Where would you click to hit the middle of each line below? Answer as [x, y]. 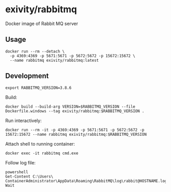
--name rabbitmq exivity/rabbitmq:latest [54, 60]
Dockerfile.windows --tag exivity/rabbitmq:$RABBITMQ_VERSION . [75, 111]
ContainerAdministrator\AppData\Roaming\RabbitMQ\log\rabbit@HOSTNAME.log [86, 181]
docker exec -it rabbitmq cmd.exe [42, 153]
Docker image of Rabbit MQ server [42, 23]
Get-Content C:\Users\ [29, 176]
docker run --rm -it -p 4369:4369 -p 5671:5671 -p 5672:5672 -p [75, 130]
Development [27, 76]
